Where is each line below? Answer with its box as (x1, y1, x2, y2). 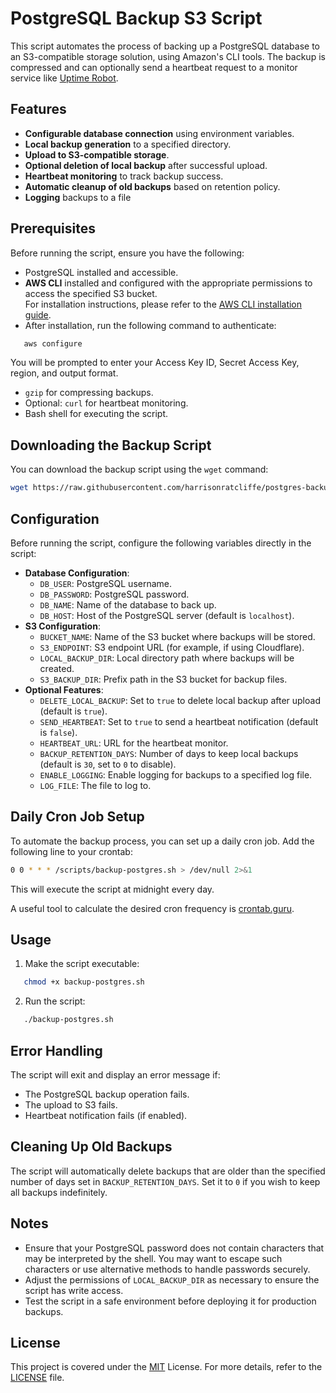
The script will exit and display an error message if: (10, 1069, 221, 1081)
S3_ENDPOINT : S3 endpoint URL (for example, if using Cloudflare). (39, 641, 305, 653)
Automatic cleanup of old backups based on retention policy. (24, 180, 281, 192)
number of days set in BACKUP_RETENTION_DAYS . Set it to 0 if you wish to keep (10, 1175, 321, 1187)
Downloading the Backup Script (10, 437, 212, 454)
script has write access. (24, 1284, 124, 1296)
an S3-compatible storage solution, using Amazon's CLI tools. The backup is (10, 50, 326, 62)
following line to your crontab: (10, 845, 133, 857)
